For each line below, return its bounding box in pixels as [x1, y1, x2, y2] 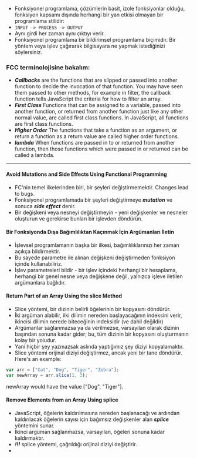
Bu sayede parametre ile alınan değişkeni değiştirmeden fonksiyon [14, 254, 175, 261]
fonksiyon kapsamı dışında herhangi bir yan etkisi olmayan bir [14, 11, 164, 18]
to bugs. [14, 190, 35, 197]
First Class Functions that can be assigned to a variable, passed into [14, 102, 181, 109]
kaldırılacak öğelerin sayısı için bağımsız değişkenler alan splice [14, 416, 169, 423]
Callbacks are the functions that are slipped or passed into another [14, 76, 178, 84]
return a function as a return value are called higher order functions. [14, 133, 179, 140]
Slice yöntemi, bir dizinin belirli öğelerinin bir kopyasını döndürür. [14, 305, 171, 312]
